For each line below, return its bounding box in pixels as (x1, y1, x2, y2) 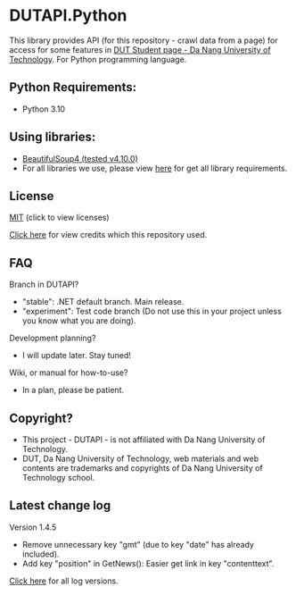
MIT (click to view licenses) (9, 212, 110, 223)
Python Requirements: (9, 80, 137, 95)
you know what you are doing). (21, 315, 136, 326)
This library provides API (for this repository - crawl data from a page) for (9, 35, 278, 46)
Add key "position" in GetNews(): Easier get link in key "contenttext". (21, 557, 275, 568)
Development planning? (9, 332, 96, 344)
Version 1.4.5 (9, 522, 57, 532)
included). (21, 549, 60, 559)
